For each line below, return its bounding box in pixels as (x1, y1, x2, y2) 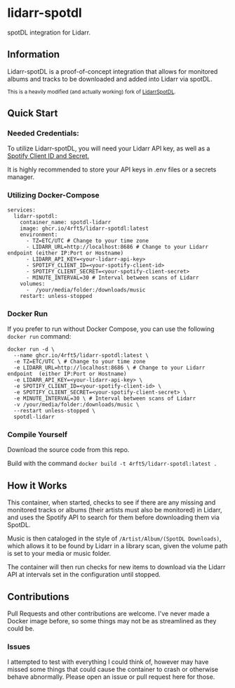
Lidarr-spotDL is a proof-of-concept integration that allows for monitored (7, 67, 218, 75)
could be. (7, 624, 35, 632)
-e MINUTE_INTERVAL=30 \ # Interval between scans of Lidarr (13, 395, 196, 402)
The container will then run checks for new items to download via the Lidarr (7, 563, 226, 571)
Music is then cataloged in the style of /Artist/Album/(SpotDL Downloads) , (7, 534, 222, 543)
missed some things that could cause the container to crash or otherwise (7, 666, 219, 674)
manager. (7, 173, 35, 181)
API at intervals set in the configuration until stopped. (7, 571, 161, 579)
